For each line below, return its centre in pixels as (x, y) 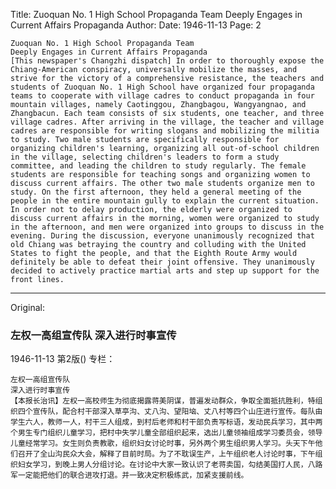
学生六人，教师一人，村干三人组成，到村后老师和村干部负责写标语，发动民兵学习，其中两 (166, 422)
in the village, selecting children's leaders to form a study (145, 157)
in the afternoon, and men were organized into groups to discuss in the (167, 227)
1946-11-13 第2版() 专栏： (63, 359)
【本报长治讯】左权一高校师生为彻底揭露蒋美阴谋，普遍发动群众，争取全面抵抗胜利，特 (163, 401)
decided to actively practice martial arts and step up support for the (165, 271)
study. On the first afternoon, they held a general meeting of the (156, 192)
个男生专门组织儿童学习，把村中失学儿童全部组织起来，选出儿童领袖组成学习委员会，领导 (166, 433)
